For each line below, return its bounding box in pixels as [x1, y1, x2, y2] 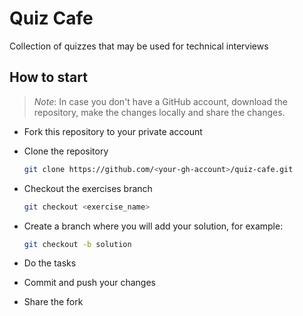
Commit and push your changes [23, 277, 156, 289]
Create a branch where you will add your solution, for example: [23, 220, 284, 232]
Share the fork [23, 296, 84, 308]
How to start [9, 69, 88, 86]
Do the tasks [23, 257, 77, 269]
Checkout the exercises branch [23, 182, 153, 194]
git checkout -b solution [23, 239, 132, 249]
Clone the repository [23, 145, 109, 157]
